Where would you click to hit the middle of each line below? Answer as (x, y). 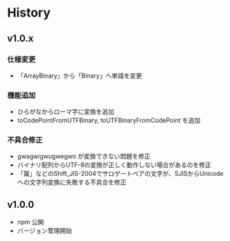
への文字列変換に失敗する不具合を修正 (71, 182)
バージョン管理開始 (45, 231)
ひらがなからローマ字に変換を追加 (66, 111)
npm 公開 (30, 222)
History (29, 13)
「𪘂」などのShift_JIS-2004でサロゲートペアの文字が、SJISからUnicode (120, 174)
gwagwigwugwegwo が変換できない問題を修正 (84, 157)
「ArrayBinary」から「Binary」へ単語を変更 (79, 75)
